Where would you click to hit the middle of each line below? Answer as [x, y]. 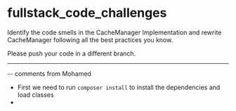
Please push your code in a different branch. [72, 53]
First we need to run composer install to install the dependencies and [119, 87]
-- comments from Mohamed [49, 73]
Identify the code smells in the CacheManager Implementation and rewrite [114, 32]
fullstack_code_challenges [87, 13]
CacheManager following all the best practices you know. [90, 39]
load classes [35, 94]
